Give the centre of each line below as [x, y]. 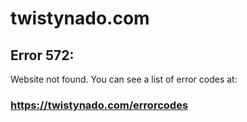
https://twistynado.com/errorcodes [99, 105]
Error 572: [42, 55]
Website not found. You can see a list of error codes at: [124, 79]
